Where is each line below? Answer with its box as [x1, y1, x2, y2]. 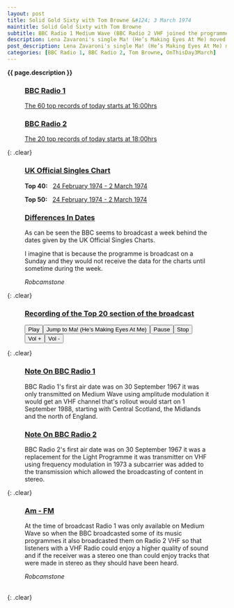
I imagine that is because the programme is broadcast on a [24, 249, 194, 258]
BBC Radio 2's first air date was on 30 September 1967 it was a [24, 445, 206, 454]
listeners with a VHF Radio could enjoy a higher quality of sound [24, 544, 209, 552]
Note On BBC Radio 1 [24, 366, 96, 376]
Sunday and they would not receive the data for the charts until [24, 257, 205, 265]
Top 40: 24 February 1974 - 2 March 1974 [24, 181, 148, 190]
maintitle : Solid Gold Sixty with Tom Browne [7, 23, 141, 30]
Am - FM [24, 505, 54, 515]
